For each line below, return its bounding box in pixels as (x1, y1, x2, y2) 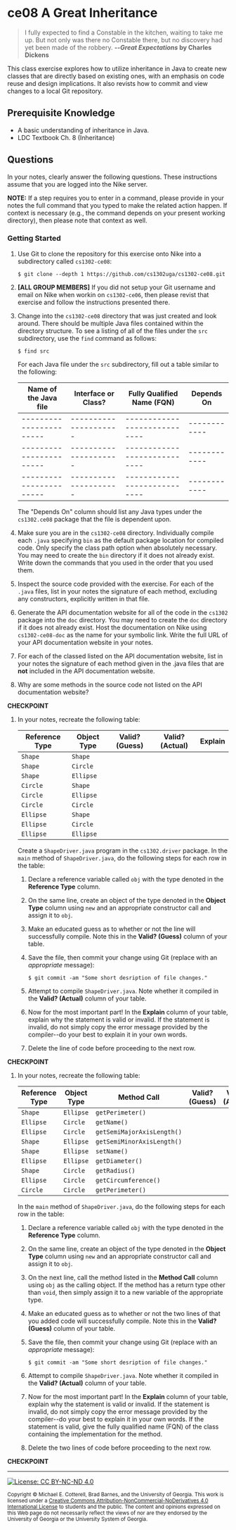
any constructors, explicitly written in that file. (17, 594, 150, 603)
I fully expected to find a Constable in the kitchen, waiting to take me (24, 28, 223, 37)
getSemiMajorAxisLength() (96, 1128, 183, 1136)
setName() (96, 1147, 129, 1155)
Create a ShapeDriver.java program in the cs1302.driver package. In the (17, 846, 228, 855)
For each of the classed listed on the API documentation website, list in (17, 651, 223, 660)
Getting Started (7, 234, 61, 244)
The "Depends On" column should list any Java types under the (17, 507, 202, 515)
